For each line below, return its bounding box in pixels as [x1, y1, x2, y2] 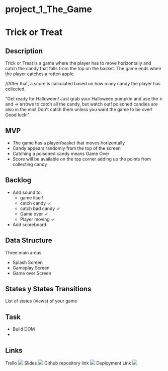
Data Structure [5, 236, 53, 245]
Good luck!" [5, 112, 30, 118]
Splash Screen [12, 259, 43, 266]
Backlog [5, 176, 32, 185]
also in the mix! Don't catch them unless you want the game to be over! [5, 107, 152, 113]
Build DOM [12, 326, 35, 332]
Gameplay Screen [12, 264, 50, 271]
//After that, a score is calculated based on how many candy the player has [5, 81, 161, 87]
